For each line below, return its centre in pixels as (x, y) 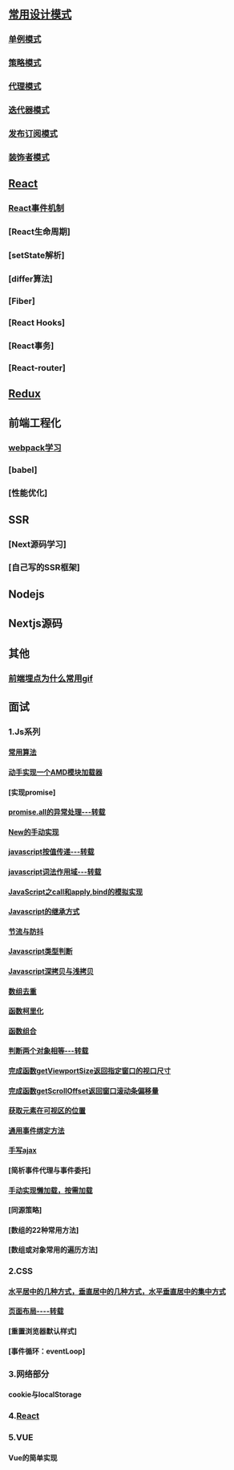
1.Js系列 (24, 732)
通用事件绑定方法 (36, 1130)
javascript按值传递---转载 (51, 852)
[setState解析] (36, 256)
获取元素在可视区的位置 (47, 1111)
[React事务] (31, 346)
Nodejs (27, 594)
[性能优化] (28, 493)
